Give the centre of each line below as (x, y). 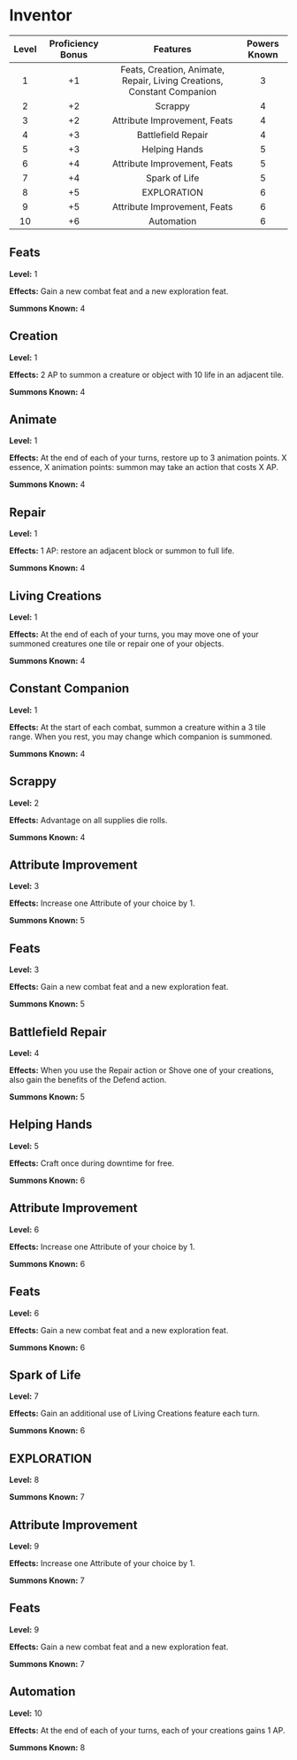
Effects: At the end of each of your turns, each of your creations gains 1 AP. (147, 1730)
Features (172, 49)
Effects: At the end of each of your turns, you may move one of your (134, 634)
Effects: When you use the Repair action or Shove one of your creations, (141, 1070)
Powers (263, 43)
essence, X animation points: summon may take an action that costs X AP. (144, 467)
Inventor (41, 15)
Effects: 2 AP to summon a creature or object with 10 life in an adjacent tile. (147, 374)
